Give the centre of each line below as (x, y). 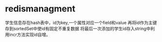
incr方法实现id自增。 (30, 34)
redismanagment (40, 9)
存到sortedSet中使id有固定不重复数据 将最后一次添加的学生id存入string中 (78, 28)
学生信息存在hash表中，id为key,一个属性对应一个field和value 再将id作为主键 (81, 22)
